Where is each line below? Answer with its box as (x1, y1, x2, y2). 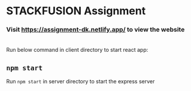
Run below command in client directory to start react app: (6, 46, 148, 54)
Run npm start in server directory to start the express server (6, 78, 155, 85)
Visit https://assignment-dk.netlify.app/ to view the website (6, 26, 185, 34)
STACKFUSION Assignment (6, 4, 146, 18)
